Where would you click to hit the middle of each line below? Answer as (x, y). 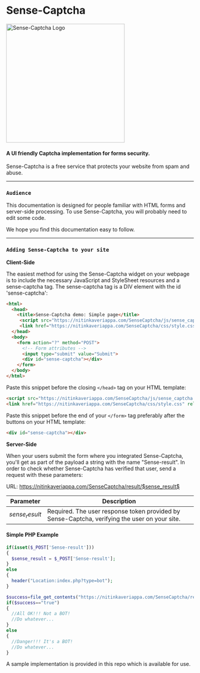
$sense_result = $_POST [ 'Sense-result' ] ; (64, 559)
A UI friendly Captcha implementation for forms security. (78, 153)
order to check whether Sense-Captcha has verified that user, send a (91, 468)
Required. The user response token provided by (114, 511)
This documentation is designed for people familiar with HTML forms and (96, 205)
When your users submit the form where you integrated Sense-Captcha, (95, 455)
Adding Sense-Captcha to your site (58, 250)
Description (119, 501)
